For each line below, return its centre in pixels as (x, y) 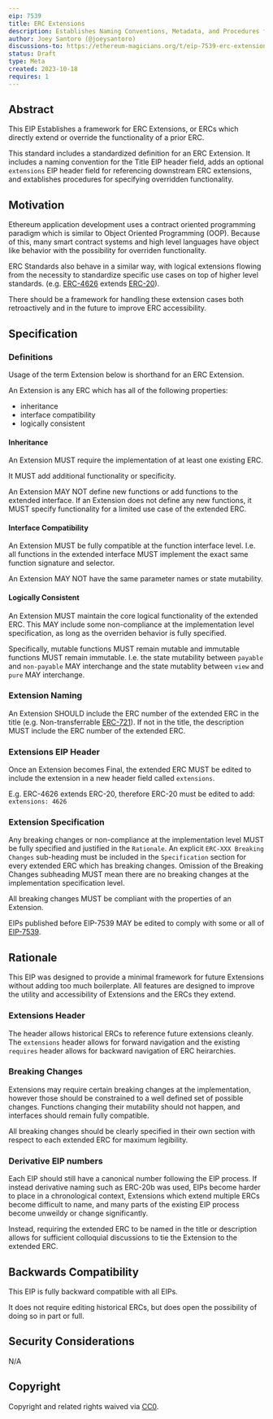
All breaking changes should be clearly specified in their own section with (132, 1131)
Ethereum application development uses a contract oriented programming (132, 225)
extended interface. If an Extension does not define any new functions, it (130, 501)
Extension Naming (45, 695)
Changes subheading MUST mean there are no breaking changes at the (129, 874)
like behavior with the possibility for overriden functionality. (108, 251)
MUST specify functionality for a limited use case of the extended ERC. (128, 509)
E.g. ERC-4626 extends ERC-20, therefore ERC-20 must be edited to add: (132, 794)
